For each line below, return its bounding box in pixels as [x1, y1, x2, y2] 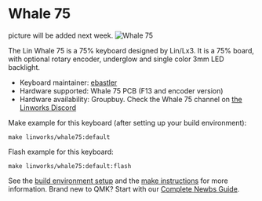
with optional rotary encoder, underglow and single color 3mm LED [8, 54, 225, 64]
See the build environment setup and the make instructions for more [8, 176, 229, 185]
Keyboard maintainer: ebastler [19, 78, 118, 87]
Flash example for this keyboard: [8, 147, 114, 156]
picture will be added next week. [8, 31, 114, 40]
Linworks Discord [19, 103, 77, 112]
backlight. [8, 62, 41, 71]
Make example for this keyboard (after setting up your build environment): [8, 118, 247, 127]
